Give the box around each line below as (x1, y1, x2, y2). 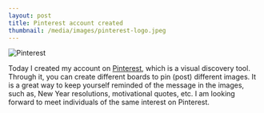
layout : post (8, 11, 52, 20)
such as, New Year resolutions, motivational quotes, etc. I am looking (8, 89, 236, 99)
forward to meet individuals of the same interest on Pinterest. (8, 97, 210, 107)
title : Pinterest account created (8, 19, 124, 27)
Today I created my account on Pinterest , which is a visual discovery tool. (8, 64, 250, 73)
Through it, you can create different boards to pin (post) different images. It (8, 72, 257, 82)
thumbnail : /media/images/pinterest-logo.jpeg (8, 26, 166, 34)
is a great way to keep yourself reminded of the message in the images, (8, 80, 245, 90)
